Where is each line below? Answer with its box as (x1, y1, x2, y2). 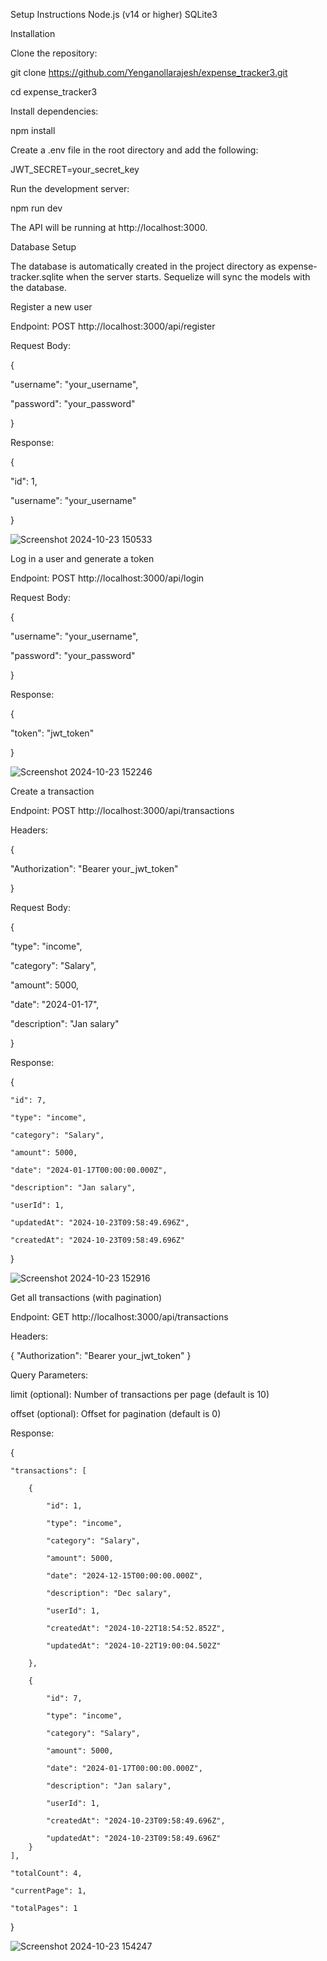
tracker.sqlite (10, 271, 65, 283)
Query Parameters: (10, 1369, 89, 1381)
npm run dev (10, 202, 63, 214)
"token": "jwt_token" (10, 727, 95, 739)
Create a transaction (10, 785, 95, 797)
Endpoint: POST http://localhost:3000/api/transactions (10, 805, 235, 816)
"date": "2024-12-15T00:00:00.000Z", (46, 1571, 203, 1581)
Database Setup (10, 241, 77, 253)
